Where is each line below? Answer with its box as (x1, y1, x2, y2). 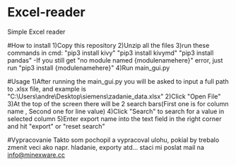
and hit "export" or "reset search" (7, 122, 105, 130)
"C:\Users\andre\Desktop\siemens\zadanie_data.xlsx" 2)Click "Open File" (7, 92, 221, 101)
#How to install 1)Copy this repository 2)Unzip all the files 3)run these (7, 41, 210, 49)
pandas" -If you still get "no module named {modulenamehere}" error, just (7, 56, 223, 64)
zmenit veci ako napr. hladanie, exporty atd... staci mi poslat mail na (7, 143, 205, 151)
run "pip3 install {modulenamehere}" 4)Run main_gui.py (7, 63, 170, 72)
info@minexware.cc (7, 151, 66, 159)
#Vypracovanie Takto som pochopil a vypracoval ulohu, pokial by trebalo (7, 135, 220, 144)
